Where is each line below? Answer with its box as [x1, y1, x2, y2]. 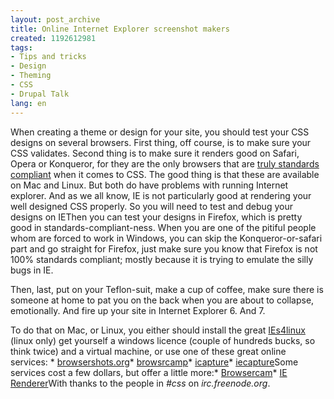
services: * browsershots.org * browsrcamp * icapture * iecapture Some [10, 356, 299, 368]
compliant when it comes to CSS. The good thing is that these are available [10, 168, 320, 180]
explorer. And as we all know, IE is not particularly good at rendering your [10, 189, 312, 201]
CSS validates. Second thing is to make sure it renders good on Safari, [10, 147, 300, 159]
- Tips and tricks [10, 52, 87, 62]
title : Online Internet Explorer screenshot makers [10, 24, 230, 34]
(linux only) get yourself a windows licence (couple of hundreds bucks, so [10, 334, 316, 346]
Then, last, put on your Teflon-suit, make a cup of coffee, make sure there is [10, 283, 324, 295]
